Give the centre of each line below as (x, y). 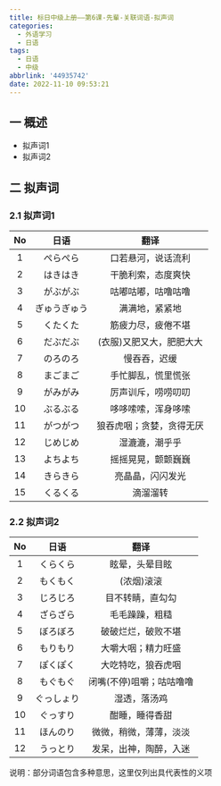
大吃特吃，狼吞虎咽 (141, 665)
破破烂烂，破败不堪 (141, 631)
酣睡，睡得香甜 (141, 715)
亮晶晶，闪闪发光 (151, 477)
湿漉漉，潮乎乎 (151, 443)
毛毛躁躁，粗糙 (141, 615)
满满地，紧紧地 (151, 308)
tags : (19, 51)
